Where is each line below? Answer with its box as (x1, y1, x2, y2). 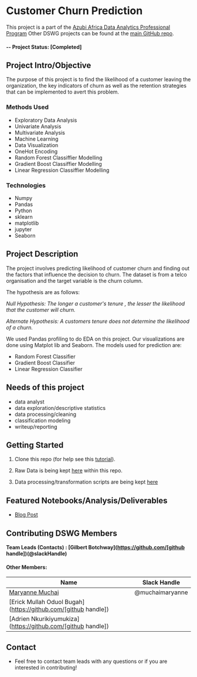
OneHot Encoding (14, 148, 58, 155)
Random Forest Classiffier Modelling (14, 154, 103, 161)
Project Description (6, 249, 79, 259)
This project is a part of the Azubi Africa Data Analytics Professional (6, 24, 171, 31)
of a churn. (6, 324, 33, 331)
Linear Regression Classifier (14, 365, 83, 372)
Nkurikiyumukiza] (31, 615, 80, 623)
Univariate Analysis (14, 122, 62, 130)
